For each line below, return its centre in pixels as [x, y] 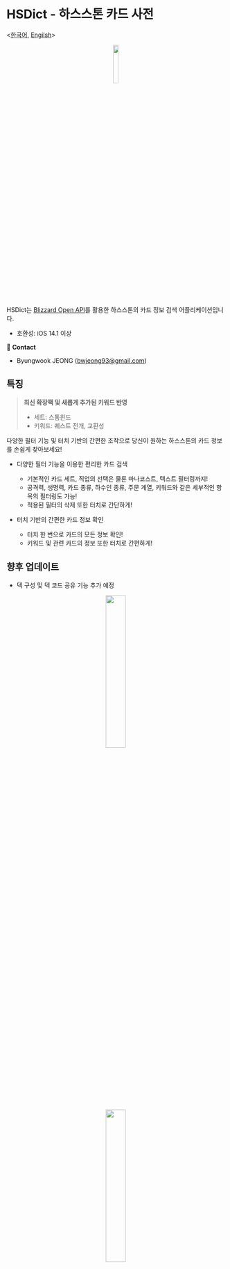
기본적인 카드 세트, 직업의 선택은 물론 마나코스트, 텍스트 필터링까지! [117, 478]
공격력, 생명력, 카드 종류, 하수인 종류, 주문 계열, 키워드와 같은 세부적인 [121, 487]
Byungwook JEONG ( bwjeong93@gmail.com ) [81, 360]
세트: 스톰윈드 [52, 417]
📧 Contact [21, 347]
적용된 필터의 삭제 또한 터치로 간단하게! [80, 505]
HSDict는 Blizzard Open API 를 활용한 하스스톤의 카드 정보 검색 [92, 309]
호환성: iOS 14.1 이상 [44, 333]
